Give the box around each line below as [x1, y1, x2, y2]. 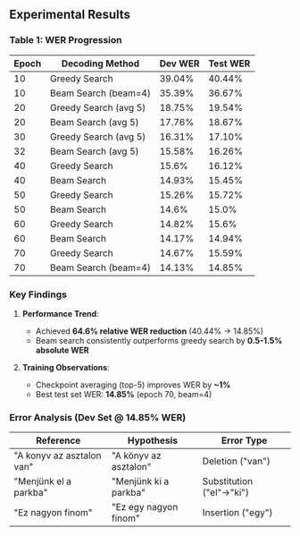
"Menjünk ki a [111, 475, 170, 488]
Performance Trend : [21, 308, 100, 319]
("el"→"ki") [202, 487, 250, 499]
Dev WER [159, 57, 200, 70]
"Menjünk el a [13, 475, 72, 488]
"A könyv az [111, 449, 162, 462]
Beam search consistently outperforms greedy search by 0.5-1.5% [35, 335, 283, 345]
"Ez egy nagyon [111, 501, 179, 514]
